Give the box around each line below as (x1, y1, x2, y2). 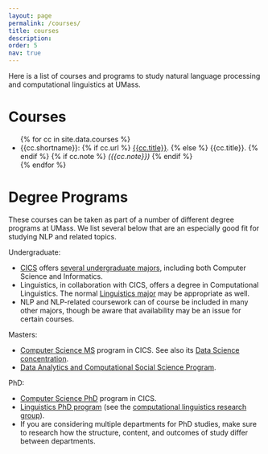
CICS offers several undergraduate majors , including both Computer (19, 263, 247, 272)
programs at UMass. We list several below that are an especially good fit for (8, 223, 260, 233)
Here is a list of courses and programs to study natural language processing (8, 72, 261, 80)
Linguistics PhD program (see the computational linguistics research (19, 402, 247, 411)
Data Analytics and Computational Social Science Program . (19, 362, 216, 372)
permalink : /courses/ (8, 19, 81, 27)
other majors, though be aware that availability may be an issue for (19, 305, 241, 315)
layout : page (8, 11, 52, 20)
